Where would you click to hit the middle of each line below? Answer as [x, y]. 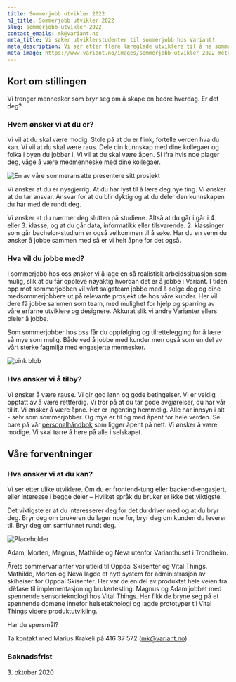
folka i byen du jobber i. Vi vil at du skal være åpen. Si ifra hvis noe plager [113, 154]
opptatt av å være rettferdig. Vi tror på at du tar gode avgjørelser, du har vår [117, 402]
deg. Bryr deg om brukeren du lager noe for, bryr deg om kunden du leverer [117, 518]
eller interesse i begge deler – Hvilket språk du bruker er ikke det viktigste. [115, 497]
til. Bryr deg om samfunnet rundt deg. [62, 526]
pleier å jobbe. [28, 319]
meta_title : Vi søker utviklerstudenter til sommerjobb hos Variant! [111, 40]
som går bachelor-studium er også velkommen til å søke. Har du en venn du [117, 232]
